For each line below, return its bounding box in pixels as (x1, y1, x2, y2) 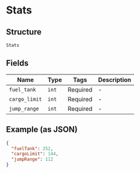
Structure (6, 27, 42, 37)
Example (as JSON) (6, 124, 78, 135)
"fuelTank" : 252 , (11, 145, 54, 151)
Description (98, 76, 131, 84)
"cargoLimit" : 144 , (11, 151, 59, 157)
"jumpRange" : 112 (11, 157, 54, 162)
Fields (6, 58, 29, 68)
